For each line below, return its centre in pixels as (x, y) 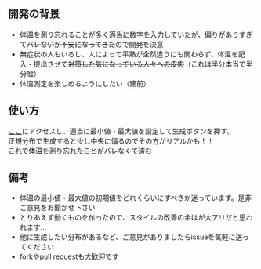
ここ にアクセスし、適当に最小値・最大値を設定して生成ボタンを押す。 (121, 131)
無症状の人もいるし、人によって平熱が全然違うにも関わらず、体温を (129, 54)
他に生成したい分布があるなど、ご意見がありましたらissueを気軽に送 (131, 237)
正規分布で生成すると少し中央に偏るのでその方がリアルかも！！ (111, 140)
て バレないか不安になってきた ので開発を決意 (91, 44)
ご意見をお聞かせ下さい (57, 208)
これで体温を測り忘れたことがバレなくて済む (80, 151)
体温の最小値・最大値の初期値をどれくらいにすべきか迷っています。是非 (136, 198)
